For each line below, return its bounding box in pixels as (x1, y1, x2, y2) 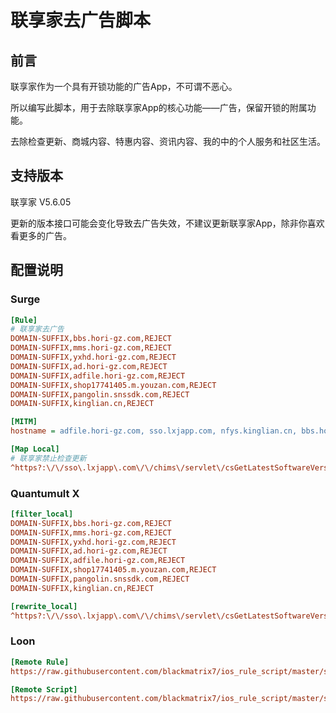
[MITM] (10, 417, 38, 427)
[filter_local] (10, 509, 74, 519)
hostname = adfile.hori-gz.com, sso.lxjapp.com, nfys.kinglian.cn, (10, 426, 298, 436)
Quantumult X (10, 486, 80, 500)
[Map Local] (10, 444, 60, 454)
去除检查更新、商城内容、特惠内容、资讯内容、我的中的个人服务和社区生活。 (10, 136, 326, 147)
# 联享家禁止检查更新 (10, 453, 87, 463)
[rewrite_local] (10, 601, 78, 611)
